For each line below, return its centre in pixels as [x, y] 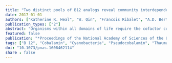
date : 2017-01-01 [24, 15]
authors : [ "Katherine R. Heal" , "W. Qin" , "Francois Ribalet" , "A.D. [81, 19]
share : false [20, 52]
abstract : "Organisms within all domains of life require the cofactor [83, 29]
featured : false [23, 34]
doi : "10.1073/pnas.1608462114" [40, 48]
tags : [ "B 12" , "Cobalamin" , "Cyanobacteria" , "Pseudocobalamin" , [78, 43]
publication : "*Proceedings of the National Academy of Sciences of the [84, 39]
